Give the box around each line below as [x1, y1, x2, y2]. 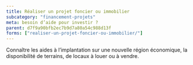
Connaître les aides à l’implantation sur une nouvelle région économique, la [6, 46, 188, 53]
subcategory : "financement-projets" [6, 14, 96, 20]
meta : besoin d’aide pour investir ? [6, 19, 99, 25]
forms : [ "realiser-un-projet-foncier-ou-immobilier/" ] [6, 30, 143, 36]
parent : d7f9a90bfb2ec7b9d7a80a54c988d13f [6, 25, 111, 31]
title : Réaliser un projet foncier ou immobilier [6, 8, 130, 15]
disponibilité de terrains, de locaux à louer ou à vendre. [6, 53, 139, 60]
